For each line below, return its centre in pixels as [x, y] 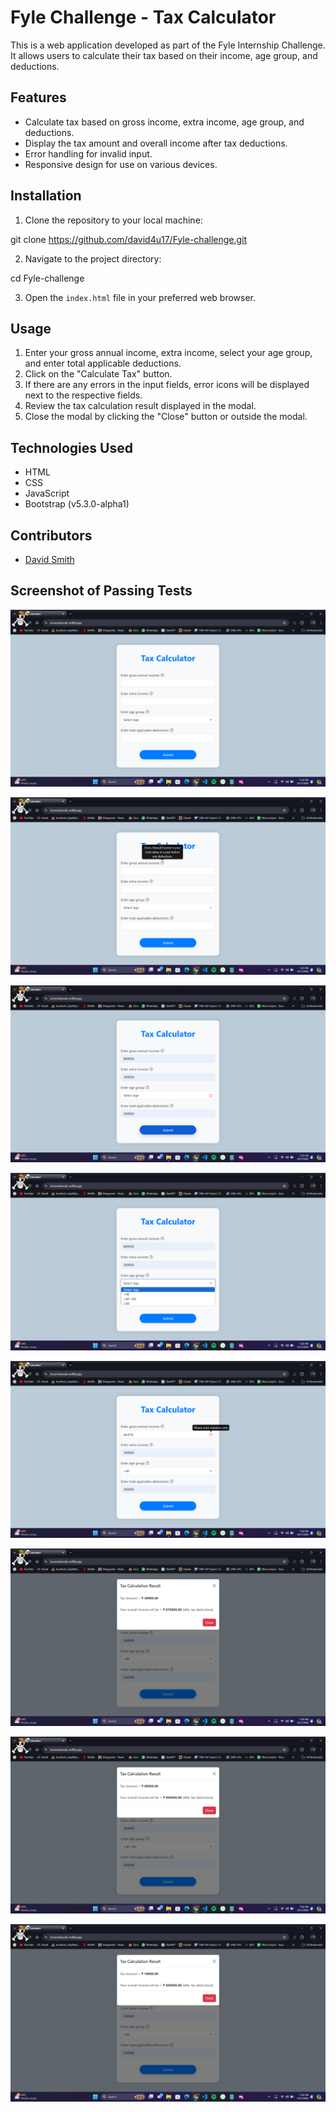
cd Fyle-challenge [47, 278]
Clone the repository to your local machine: [113, 220]
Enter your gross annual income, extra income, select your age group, [168, 353]
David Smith [49, 559]
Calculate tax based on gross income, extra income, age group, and [164, 122]
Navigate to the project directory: [93, 258]
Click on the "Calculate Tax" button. [98, 374]
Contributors [51, 535]
